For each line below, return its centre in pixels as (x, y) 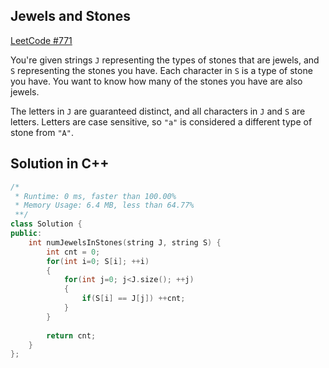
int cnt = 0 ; (73, 252)
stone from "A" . (42, 132)
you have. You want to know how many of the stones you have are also (156, 81)
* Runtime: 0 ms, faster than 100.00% (95, 196)
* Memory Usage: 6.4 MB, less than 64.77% (104, 205)
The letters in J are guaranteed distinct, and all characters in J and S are (158, 111)
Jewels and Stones (70, 16)
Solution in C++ (60, 164)
